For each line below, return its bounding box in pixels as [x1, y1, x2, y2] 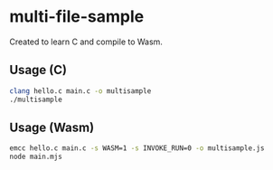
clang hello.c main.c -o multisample [9, 86, 152, 96]
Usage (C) [9, 62, 68, 78]
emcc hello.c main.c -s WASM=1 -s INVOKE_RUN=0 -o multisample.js [9, 144, 265, 153]
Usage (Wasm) [9, 119, 95, 135]
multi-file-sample [9, 6, 145, 27]
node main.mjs [9, 152, 63, 162]
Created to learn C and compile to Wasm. [9, 36, 163, 47]
